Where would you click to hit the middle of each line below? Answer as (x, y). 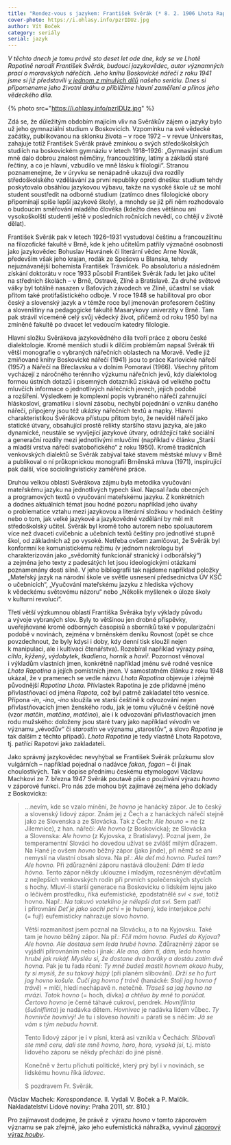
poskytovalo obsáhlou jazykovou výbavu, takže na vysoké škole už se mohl (114, 187)
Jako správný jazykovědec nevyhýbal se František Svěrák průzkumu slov (111, 757)
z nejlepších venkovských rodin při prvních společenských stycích (118, 880)
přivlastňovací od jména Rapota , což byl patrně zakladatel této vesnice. (109, 693)
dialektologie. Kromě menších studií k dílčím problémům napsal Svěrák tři (111, 345)
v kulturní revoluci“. (35, 599)
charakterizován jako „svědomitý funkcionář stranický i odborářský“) (105, 555)
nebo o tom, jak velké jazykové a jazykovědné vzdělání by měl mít (101, 519)
